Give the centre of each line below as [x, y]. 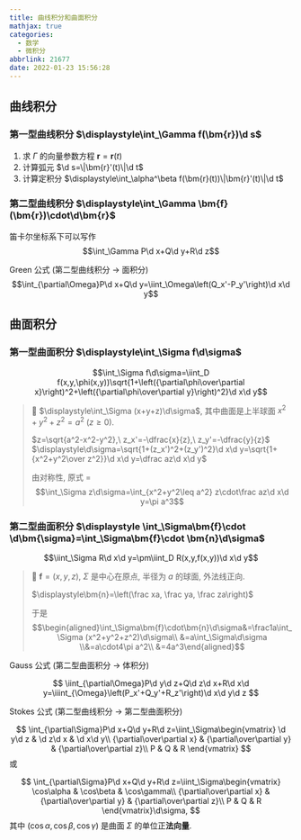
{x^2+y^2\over [58, 458]
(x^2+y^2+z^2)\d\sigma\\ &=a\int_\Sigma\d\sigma [176, 637]
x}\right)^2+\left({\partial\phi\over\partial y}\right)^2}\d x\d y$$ [151, 392]
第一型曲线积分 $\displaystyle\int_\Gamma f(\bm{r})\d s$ [136, 134]
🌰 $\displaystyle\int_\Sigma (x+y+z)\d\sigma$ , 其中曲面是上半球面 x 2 [159, 410]
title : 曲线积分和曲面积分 [54, 18]
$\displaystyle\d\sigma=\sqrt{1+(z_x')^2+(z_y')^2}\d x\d [134, 449]
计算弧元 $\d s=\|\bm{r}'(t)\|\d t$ [83, 167]
